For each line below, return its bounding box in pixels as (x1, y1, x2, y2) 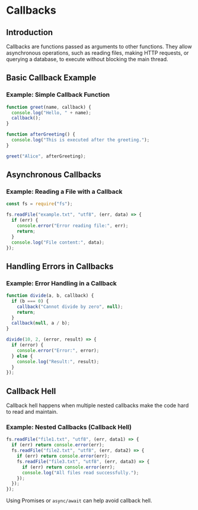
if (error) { (11, 342, 44, 348)
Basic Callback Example (6, 73, 97, 83)
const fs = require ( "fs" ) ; (6, 201, 73, 207)
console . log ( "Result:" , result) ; (17, 358, 100, 364)
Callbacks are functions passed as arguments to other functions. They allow (6, 43, 192, 50)
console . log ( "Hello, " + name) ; (11, 109, 92, 116)
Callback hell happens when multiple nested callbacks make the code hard (6, 402, 189, 409)
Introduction (6, 27, 53, 37)
